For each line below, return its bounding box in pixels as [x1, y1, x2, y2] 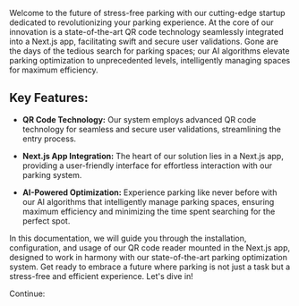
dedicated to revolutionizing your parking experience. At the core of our [9, 17, 274, 28]
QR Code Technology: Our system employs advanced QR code [21, 114, 257, 124]
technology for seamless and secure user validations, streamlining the [21, 123, 282, 134]
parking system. [21, 169, 82, 180]
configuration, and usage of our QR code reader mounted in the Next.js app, [9, 242, 291, 253]
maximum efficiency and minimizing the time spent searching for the [21, 206, 276, 217]
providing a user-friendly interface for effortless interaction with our [21, 160, 273, 171]
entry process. [21, 133, 77, 144]
